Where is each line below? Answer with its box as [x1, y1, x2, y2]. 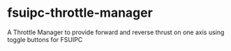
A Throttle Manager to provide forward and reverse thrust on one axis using [7, 28, 225, 36]
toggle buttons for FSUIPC [7, 35, 83, 43]
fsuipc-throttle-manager [7, 5, 154, 21]
